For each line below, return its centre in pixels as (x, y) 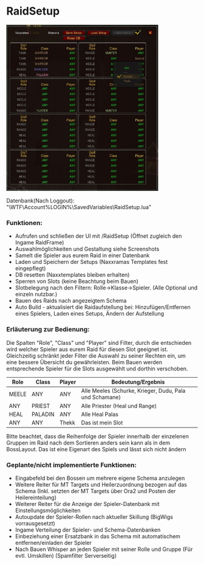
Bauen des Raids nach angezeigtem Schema (71, 301)
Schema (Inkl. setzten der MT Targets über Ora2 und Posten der (95, 491)
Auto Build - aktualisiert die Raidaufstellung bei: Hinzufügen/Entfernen (103, 307)
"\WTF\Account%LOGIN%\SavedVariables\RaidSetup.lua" (79, 207)
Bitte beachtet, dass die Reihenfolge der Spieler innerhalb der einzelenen (98, 436)
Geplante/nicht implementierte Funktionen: (71, 465)
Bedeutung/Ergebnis (138, 382)
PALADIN (43, 414)
